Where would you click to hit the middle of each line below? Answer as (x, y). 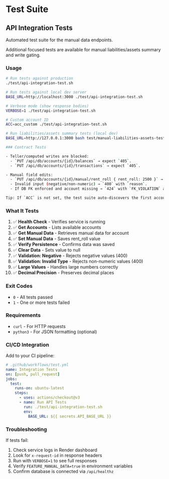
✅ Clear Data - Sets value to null (47, 250)
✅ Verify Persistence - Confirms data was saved (64, 245)
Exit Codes (19, 286)
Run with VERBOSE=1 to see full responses (55, 460)
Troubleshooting (26, 429)
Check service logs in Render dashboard (55, 450)
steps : (22, 393)
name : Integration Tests (32, 369)
